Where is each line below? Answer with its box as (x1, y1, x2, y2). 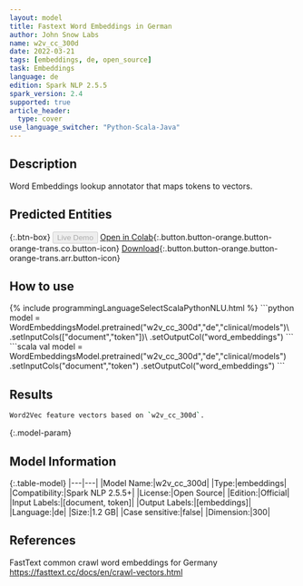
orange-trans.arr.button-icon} (9, 252, 121, 263)
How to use (9, 278, 74, 295)
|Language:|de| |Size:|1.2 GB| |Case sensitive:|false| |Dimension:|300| (9, 506, 270, 517)
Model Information (9, 454, 117, 469)
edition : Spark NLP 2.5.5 (9, 81, 107, 90)
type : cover (17, 114, 64, 123)
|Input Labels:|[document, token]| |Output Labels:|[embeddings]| (9, 496, 252, 508)
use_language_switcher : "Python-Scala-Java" (9, 123, 181, 132)
